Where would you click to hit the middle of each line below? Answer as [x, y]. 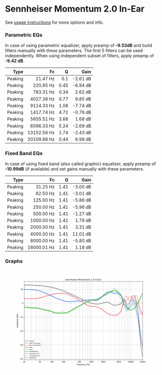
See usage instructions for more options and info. [55, 22]
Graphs [14, 261]
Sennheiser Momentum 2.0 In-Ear [75, 9]
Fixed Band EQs [24, 153]
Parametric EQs [24, 35]
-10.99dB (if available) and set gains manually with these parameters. [74, 169]
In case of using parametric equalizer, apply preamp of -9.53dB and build [79, 46]
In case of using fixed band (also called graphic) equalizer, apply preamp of [81, 164]
